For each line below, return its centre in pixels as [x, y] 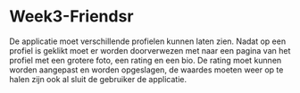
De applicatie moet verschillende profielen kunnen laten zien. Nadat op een [148, 41]
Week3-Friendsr [71, 17]
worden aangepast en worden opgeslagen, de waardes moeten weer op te [146, 70]
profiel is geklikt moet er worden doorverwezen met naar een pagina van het [150, 50]
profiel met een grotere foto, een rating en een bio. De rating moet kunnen [146, 60]
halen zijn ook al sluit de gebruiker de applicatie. [98, 79]
